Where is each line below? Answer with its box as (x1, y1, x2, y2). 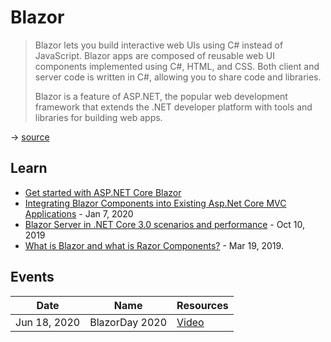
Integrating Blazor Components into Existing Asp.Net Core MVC (24, 197, 287, 209)
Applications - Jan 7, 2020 (24, 207, 134, 220)
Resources (176, 298, 229, 312)
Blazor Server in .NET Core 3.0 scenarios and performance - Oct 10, (24, 218, 306, 230)
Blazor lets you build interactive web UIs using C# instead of (34, 39, 284, 51)
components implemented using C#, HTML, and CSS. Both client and (34, 60, 320, 72)
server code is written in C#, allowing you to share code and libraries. (34, 71, 322, 83)
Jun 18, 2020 (15, 315, 81, 329)
